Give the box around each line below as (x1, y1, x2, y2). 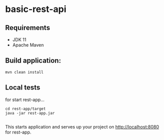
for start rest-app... (5, 96, 45, 102)
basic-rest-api (5, 3, 67, 15)
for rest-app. (5, 129, 32, 135)
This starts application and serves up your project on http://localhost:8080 (5, 123, 159, 129)
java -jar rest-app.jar (5, 110, 55, 115)
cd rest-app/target (5, 106, 46, 111)
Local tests (5, 83, 41, 92)
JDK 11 (12, 36, 27, 42)
